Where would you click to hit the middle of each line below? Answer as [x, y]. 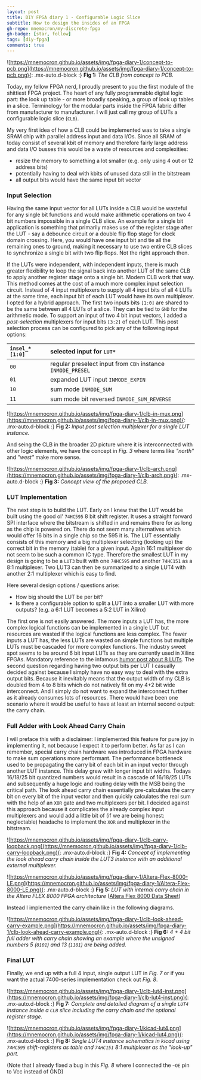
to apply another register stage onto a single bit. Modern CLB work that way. [101, 277]
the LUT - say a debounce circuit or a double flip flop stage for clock [91, 234]
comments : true [26, 46]
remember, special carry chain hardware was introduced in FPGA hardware [99, 752]
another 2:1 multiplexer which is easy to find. [62, 574]
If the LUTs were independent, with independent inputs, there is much [92, 265]
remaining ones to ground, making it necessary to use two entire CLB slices [100, 247]
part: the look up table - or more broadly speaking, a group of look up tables [101, 99]
